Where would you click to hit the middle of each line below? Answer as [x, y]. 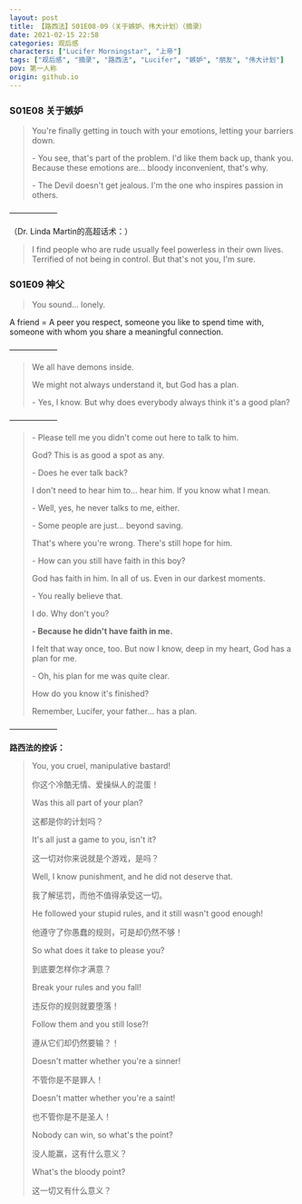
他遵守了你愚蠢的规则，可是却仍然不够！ [107, 932]
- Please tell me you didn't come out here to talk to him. [135, 438]
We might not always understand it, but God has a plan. [135, 385]
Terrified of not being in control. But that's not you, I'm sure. [143, 259]
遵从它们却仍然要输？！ [75, 1043]
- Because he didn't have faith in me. [102, 632]
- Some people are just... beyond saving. [107, 526]
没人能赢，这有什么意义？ [79, 1154]
